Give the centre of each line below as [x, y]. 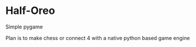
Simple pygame [24, 27]
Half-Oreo [30, 11]
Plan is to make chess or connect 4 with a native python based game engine [98, 38]
